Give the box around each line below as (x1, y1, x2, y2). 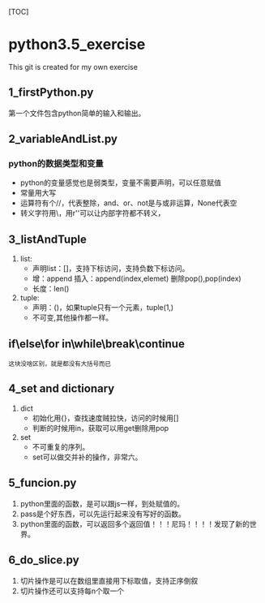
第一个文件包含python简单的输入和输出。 (8, 108, 146, 118)
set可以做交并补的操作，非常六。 (32, 452, 143, 462)
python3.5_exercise (8, 36, 146, 54)
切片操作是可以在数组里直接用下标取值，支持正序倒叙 (19, 575, 199, 585)
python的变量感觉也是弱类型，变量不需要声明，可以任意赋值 (19, 178, 221, 187)
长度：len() (32, 284, 70, 294)
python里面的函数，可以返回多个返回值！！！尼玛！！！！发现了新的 (19, 519, 250, 528)
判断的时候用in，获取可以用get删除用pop (32, 423, 169, 433)
